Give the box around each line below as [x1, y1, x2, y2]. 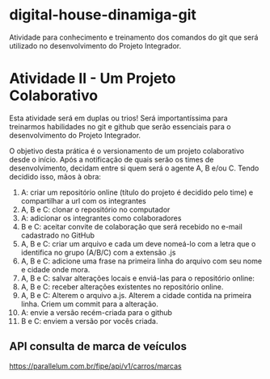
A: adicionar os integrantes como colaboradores [20, 213, 182, 223]
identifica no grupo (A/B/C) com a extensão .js [20, 247, 176, 257]
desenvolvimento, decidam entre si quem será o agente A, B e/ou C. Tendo [9, 163, 259, 173]
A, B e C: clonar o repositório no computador [20, 204, 171, 214]
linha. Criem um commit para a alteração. [20, 299, 158, 309]
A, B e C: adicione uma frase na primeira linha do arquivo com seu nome [20, 256, 262, 266]
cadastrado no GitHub [20, 230, 95, 240]
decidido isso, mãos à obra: [9, 171, 102, 181]
